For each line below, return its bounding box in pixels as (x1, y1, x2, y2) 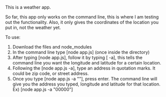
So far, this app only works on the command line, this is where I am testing (5, 14, 159, 19)
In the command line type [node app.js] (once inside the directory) (12, 49, 150, 55)
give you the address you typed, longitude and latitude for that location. (12, 81, 160, 87)
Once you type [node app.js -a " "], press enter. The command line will (12, 76, 157, 81)
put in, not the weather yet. (5, 24, 61, 30)
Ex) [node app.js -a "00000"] (12, 86, 73, 92)
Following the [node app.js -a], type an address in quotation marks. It (12, 65, 155, 71)
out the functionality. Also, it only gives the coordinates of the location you (5, 19, 159, 25)
